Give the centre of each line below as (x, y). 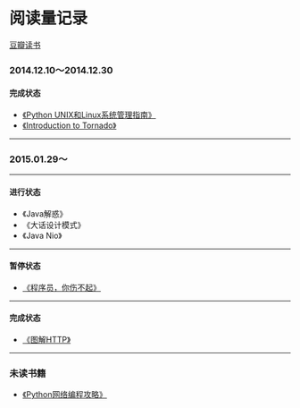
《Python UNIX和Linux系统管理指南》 (89, 115)
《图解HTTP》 (46, 339)
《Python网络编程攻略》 (64, 395)
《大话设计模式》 (54, 225)
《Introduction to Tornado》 (69, 125)
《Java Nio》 (42, 235)
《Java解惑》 (45, 213)
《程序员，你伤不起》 (61, 287)
